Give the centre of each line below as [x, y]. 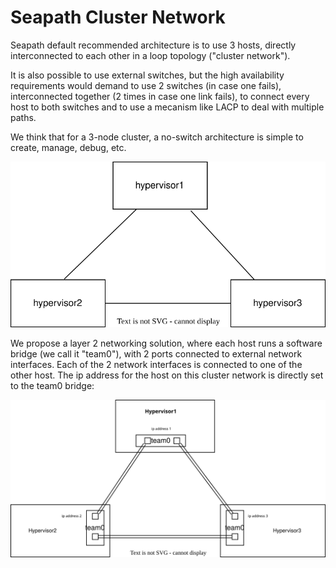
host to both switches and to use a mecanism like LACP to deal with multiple [167, 107]
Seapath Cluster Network [118, 17]
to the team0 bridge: [52, 386]
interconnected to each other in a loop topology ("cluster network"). [150, 55]
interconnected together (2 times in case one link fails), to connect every [160, 96]
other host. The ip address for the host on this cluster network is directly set [167, 375]
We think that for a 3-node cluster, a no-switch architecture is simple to [157, 137]
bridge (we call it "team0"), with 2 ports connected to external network [156, 354]
